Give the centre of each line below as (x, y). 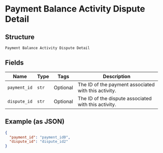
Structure (20, 37)
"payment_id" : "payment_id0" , (40, 137)
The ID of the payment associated (116, 84)
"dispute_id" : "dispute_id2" (39, 142)
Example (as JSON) (35, 122)
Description (117, 76)
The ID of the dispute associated (114, 98)
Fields (15, 63)
